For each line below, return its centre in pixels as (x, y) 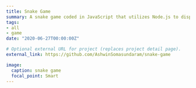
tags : (13, 22)
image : (14, 65)
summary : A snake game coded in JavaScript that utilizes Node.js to (92, 17)
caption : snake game (36, 71)
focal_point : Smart (35, 76)
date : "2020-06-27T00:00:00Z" (43, 38)
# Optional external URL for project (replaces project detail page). (94, 49)
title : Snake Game (28, 11)
